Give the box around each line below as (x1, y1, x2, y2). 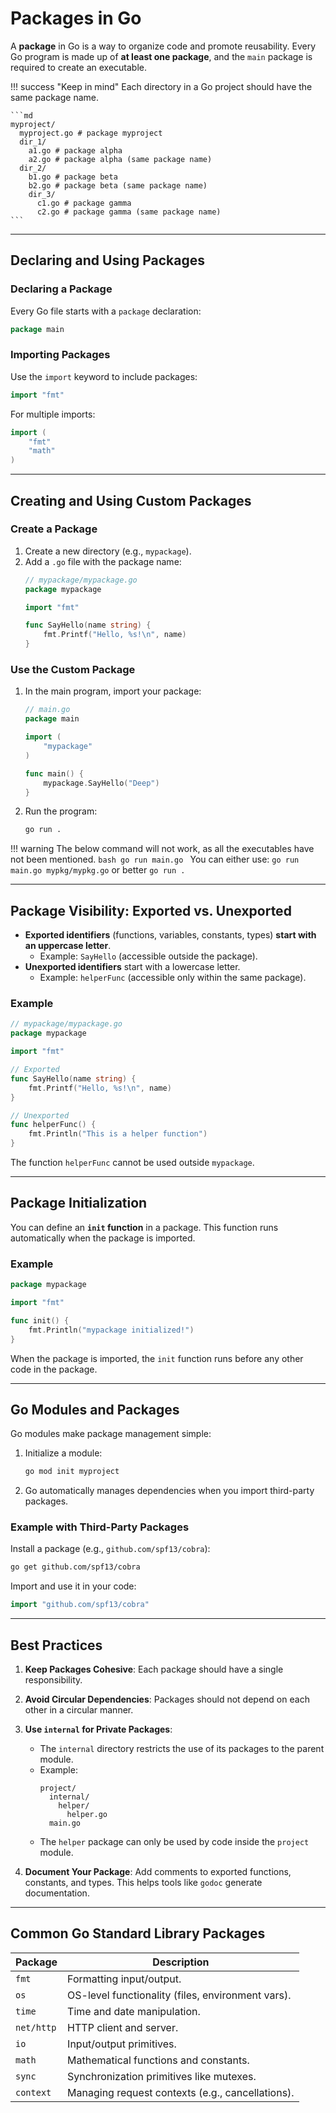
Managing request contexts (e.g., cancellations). (67, 2085, 295, 2099)
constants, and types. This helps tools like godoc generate (24, 1877, 263, 1889)
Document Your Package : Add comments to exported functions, (24, 1866, 292, 1878)
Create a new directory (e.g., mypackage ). (24, 545, 192, 557)
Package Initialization (10, 1195, 148, 1212)
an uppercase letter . (24, 940, 112, 952)
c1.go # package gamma (36, 198, 132, 208)
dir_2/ (19, 163, 47, 173)
